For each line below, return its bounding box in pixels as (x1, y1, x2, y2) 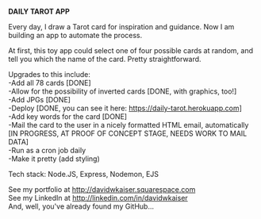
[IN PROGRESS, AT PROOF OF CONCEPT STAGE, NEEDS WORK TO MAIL (8, 129, 248, 138)
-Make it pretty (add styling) (8, 154, 101, 163)
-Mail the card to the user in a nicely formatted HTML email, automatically (8, 121, 249, 129)
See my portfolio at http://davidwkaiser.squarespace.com (8, 185, 196, 194)
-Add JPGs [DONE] (8, 95, 71, 104)
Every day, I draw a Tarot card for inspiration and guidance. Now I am (8, 22, 235, 31)
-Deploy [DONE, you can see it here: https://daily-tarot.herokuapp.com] (8, 103, 242, 113)
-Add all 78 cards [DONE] (8, 79, 91, 87)
